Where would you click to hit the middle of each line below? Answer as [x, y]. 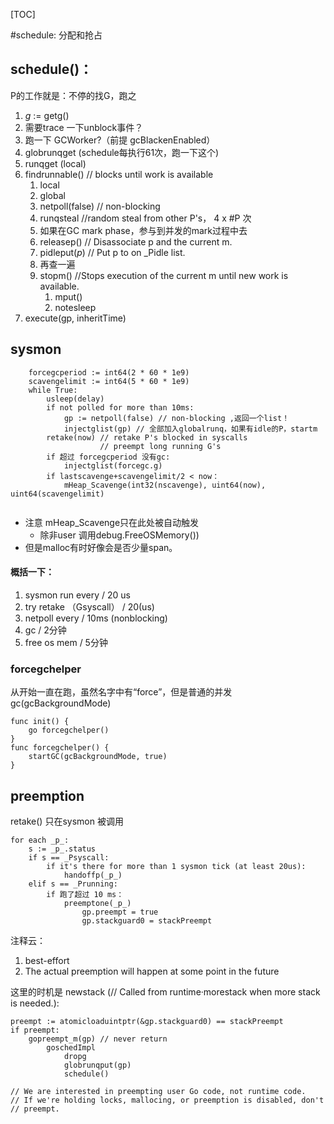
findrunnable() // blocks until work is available [119, 174]
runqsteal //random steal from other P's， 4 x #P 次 [145, 218]
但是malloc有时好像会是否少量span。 [101, 547]
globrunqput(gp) [97, 1065]
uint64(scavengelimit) [57, 494]
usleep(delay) [75, 399]
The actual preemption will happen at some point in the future [152, 971]
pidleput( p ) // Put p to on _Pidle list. [112, 252]
